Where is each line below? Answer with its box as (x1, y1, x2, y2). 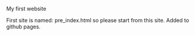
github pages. (6, 23, 41, 30)
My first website (6, 5, 46, 12)
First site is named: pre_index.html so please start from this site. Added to (6, 17, 190, 23)
